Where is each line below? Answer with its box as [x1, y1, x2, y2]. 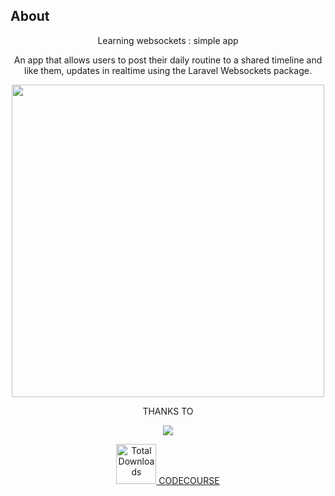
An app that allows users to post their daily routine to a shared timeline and [13, 54, 323, 66]
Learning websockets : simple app [97, 34, 239, 46]
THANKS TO [142, 405, 194, 417]
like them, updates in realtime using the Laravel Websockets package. [24, 64, 312, 76]
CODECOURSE [158, 474, 220, 486]
